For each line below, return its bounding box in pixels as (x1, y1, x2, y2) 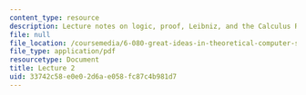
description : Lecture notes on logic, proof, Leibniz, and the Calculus (9, 22, 291, 31)
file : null (9, 30, 51, 39)
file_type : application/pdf (9, 47, 117, 56)
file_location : (9, 38, 67, 48)
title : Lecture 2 (9, 64, 76, 73)
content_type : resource (9, 13, 100, 23)
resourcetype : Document (9, 55, 100, 64)
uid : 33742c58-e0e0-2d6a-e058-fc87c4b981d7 (9, 72, 178, 81)
